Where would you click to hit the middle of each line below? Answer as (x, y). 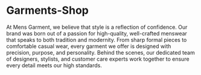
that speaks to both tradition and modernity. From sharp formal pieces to (97, 40)
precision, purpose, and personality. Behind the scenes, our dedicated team (101, 52)
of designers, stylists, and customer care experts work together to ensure (98, 59)
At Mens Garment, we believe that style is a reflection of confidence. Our (97, 27)
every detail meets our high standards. (54, 65)
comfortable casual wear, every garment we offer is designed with (89, 46)
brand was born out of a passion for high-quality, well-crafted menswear (97, 33)
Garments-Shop (47, 10)
